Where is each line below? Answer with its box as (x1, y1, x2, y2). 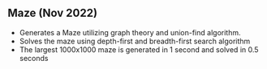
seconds (19, 53, 49, 63)
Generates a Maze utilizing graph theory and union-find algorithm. (19, 27, 241, 37)
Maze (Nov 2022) (7, 6, 98, 20)
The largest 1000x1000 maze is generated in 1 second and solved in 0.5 (19, 44, 259, 55)
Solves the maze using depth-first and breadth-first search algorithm (19, 36, 251, 46)
